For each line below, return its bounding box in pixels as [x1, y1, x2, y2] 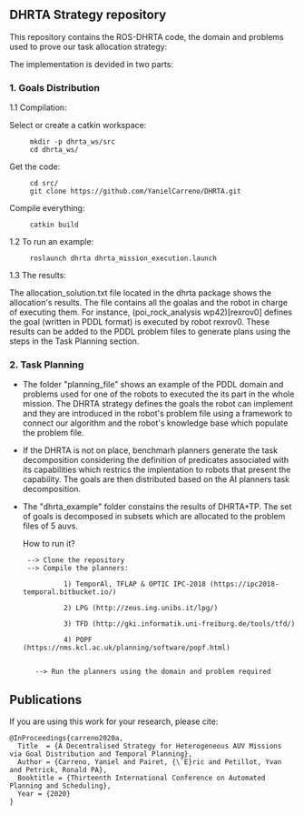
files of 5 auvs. [22, 520, 79, 531]
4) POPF [63, 636, 93, 645]
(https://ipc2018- [210, 579, 279, 589]
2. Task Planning [9, 358, 84, 371]
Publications [9, 691, 83, 708]
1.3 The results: [9, 270, 66, 281]
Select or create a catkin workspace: [9, 120, 147, 131]
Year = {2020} [17, 790, 71, 799]
